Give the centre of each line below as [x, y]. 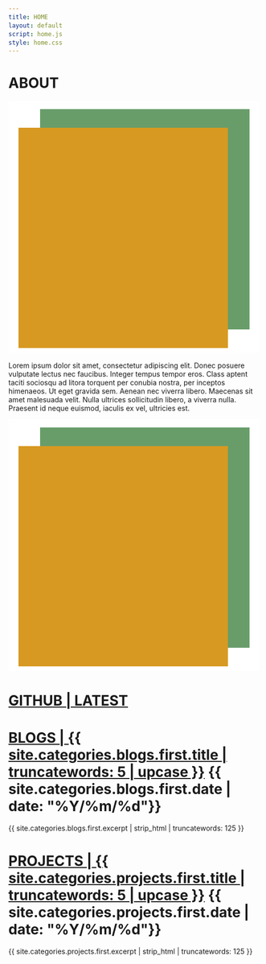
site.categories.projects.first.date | [129, 912]
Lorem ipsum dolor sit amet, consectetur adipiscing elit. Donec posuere [127, 365]
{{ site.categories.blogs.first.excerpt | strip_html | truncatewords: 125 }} [126, 828]
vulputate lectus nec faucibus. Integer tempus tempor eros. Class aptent [128, 374]
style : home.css [35, 43]
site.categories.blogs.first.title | [118, 754]
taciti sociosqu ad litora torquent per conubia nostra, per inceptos [117, 383]
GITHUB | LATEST [68, 701]
